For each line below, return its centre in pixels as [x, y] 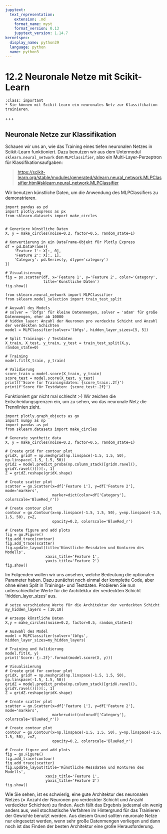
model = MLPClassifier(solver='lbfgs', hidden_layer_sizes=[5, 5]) [77, 330]
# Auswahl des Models [28, 308]
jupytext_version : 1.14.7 [41, 33]
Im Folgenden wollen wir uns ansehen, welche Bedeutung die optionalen [80, 575]
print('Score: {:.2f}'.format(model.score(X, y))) [59, 658]
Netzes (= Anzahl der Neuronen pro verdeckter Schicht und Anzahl [74, 800]
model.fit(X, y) [22, 653]
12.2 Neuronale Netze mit [59, 76]
